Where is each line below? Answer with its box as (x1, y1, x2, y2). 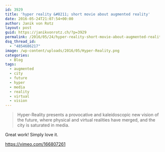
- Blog (9, 57, 23, 62)
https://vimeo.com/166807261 (5, 141, 66, 147)
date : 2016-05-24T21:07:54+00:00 (5, 16, 74, 21)
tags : (5, 62, 16, 67)
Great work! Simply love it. (5, 132, 58, 138)
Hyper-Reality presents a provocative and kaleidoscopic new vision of (17, 112, 159, 118)
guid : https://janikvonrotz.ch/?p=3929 (5, 30, 87, 35)
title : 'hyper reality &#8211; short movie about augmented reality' (5, 12, 151, 17)
